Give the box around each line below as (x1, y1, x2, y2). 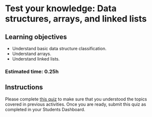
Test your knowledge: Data (5, 3, 117, 14)
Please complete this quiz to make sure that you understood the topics (5, 96, 148, 102)
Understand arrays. (12, 51, 51, 57)
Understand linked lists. (12, 56, 60, 61)
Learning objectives (5, 33, 67, 41)
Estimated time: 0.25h (5, 68, 59, 75)
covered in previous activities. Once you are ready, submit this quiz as (5, 101, 147, 107)
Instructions (5, 83, 43, 92)
